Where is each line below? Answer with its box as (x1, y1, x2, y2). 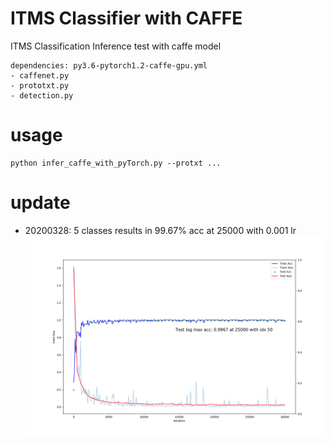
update (10, 192, 71, 214)
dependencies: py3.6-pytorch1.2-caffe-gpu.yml (10, 60, 208, 71)
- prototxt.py (10, 80, 70, 91)
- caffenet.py (10, 70, 70, 81)
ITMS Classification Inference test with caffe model (10, 40, 222, 52)
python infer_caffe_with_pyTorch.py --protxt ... (10, 158, 222, 168)
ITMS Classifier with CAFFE (10, 7, 243, 30)
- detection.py (10, 90, 74, 101)
